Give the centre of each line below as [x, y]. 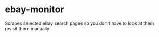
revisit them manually [27, 28]
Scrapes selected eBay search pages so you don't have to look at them [79, 23]
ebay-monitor [34, 9]
